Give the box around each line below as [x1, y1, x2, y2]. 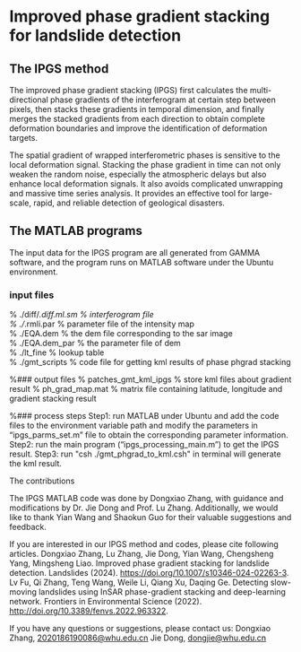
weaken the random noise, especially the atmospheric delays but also [9, 169, 267, 179]
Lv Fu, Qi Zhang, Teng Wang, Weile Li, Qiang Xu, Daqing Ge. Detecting [9, 577, 269, 588]
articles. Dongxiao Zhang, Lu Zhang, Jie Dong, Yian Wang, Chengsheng [9, 549, 274, 560]
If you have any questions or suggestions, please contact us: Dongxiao [9, 623, 271, 634]
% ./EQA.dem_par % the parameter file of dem [9, 338, 181, 349]
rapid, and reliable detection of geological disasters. [32, 197, 226, 208]
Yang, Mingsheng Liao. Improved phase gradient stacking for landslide [9, 558, 271, 569]
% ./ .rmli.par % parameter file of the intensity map [9, 318, 194, 329]
